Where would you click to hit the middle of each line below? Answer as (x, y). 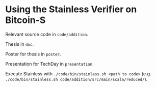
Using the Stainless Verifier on (71, 9)
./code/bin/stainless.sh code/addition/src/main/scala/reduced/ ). (76, 79)
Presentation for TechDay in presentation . (49, 64)
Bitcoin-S (25, 20)
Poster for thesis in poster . (33, 54)
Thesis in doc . (20, 44)
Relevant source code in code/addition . (47, 34)
